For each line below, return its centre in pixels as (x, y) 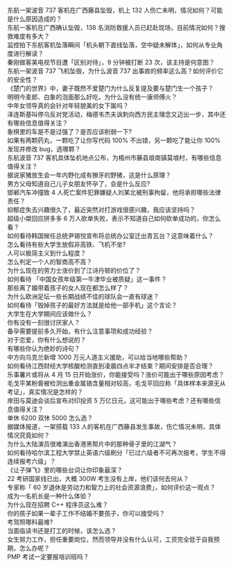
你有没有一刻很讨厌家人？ (44, 322)
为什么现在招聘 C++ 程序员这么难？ (58, 505)
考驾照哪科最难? (30, 522)
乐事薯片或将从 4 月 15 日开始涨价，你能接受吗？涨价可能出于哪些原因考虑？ (116, 374)
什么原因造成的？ (37, 19)
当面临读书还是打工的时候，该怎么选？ (62, 531)
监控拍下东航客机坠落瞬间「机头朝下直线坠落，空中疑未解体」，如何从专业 (112, 45)
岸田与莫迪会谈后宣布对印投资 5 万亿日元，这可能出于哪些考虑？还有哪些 (111, 400)
